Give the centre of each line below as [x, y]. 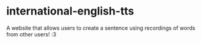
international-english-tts [70, 11]
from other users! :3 [31, 34]
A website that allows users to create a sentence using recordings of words [101, 28]
